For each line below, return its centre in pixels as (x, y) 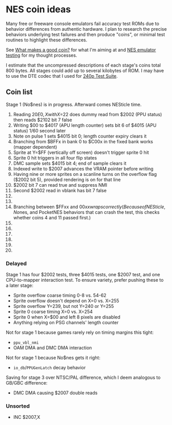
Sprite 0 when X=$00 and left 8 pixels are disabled (67, 317)
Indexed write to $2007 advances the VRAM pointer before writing (83, 169)
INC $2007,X (27, 417)
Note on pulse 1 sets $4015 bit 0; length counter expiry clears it (80, 136)
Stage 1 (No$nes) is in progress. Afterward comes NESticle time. (74, 104)
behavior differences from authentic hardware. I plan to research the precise (86, 29)
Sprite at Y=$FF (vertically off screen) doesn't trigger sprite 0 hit (81, 152)
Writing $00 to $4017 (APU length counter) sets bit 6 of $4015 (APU (85, 125)
